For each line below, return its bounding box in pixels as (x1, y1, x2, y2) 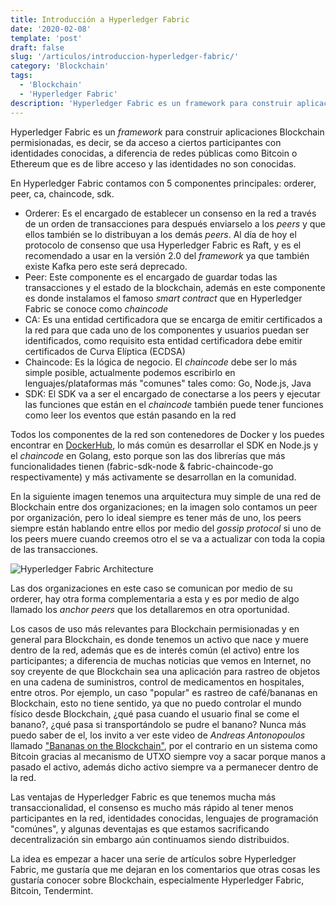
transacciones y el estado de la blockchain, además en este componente (24, 281, 326, 293)
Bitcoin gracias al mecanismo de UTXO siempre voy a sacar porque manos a (10, 750, 327, 762)
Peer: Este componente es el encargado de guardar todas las (24, 271, 278, 283)
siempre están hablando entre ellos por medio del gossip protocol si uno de (10, 522, 322, 534)
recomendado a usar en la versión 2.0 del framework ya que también (24, 249, 310, 261)
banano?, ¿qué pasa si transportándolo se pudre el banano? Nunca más (10, 718, 307, 730)
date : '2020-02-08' (10, 24, 92, 34)
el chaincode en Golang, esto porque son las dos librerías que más (10, 449, 286, 461)
